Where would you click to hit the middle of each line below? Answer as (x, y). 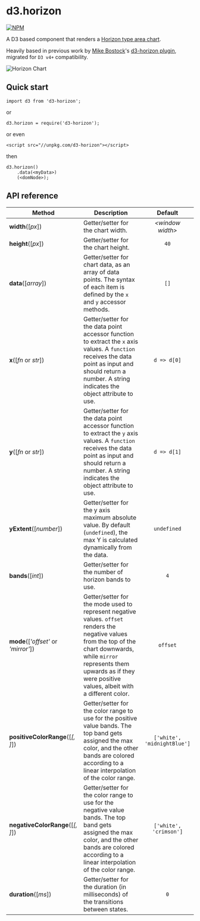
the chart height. (106, 247)
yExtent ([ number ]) (36, 528)
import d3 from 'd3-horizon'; (44, 101)
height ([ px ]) (26, 244)
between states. (106, 909)
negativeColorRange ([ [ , (43, 825)
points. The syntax (109, 279)
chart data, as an (107, 264)
